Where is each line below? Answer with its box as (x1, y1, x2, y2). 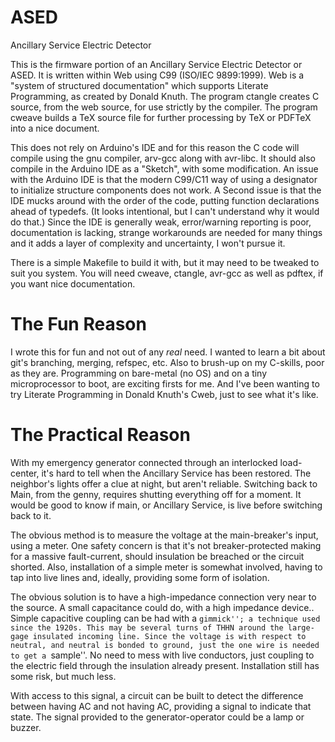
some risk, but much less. (10, 670, 117, 682)
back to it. (10, 509, 52, 521)
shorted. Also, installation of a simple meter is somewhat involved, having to (10, 561, 323, 573)
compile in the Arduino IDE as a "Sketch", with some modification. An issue (10, 162, 319, 175)
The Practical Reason (10, 424, 191, 446)
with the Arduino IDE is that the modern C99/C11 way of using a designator (10, 173, 318, 185)
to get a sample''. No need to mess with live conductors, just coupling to (10, 649, 315, 661)
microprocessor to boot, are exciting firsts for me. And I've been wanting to (10, 377, 320, 390)
